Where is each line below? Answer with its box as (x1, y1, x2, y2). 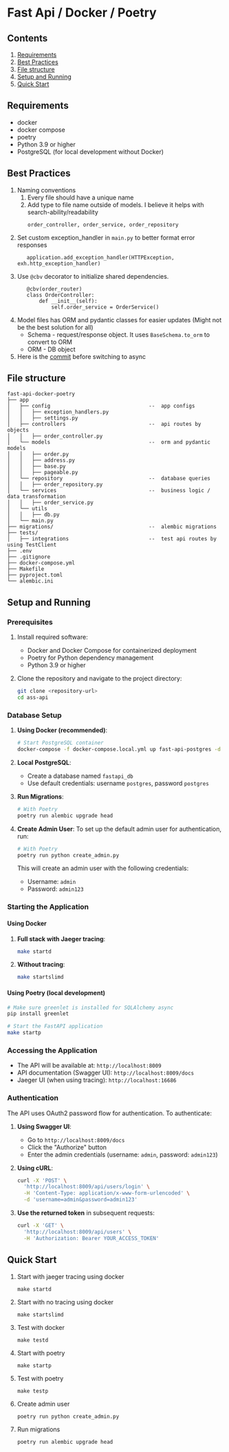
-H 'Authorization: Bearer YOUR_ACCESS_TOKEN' (23, 1235, 160, 1242)
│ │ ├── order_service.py (7, 499, 94, 507)
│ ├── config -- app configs (7, 402, 195, 410)
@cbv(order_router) (26, 285, 83, 293)
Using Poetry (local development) (7, 988, 105, 997)
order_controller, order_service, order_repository (27, 221, 179, 228)
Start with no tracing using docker (17, 1297, 114, 1306)
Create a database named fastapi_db (27, 772, 134, 780)
